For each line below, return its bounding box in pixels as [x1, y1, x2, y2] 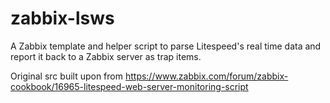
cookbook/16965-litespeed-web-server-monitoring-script [10, 80, 249, 92]
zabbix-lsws [10, 7, 115, 30]
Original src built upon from [10, 70, 123, 82]
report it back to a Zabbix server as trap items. [10, 50, 202, 62]
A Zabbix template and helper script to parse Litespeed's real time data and [10, 40, 322, 52]
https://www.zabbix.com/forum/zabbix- [124, 70, 289, 82]
